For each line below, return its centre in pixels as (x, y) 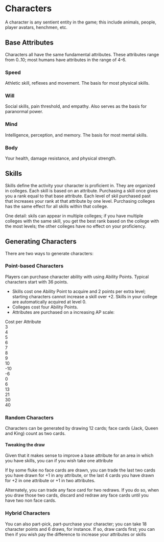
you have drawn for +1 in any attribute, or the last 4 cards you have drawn (80, 475)
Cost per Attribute (23, 322)
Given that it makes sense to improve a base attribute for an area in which (79, 455)
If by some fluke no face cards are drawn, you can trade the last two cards (80, 470)
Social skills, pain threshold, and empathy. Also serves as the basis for (76, 106)
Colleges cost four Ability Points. (45, 307)
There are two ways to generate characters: (49, 253)
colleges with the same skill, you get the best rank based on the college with (82, 221)
